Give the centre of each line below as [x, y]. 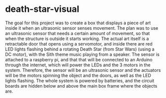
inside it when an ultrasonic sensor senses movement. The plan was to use [82, 28]
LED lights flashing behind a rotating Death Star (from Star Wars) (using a [80, 49]
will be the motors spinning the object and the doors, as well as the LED [78, 75]
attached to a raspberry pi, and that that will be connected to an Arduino [79, 59]
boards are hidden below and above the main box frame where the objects [81, 86]
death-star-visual [42, 9]
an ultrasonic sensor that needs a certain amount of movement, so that [78, 33]
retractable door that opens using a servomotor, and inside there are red [79, 44]
